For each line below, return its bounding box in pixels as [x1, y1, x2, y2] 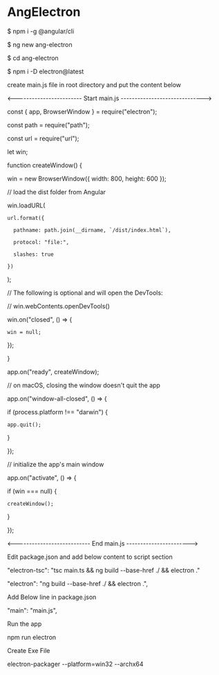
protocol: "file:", [13, 239, 70, 246]
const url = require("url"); [7, 134, 79, 142]
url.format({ [7, 214, 45, 221]
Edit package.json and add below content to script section [7, 553, 173, 561]
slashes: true [13, 250, 54, 258]
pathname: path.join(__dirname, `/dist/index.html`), [13, 226, 171, 234]
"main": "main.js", [7, 606, 57, 614]
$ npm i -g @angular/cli [7, 27, 75, 35]
